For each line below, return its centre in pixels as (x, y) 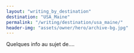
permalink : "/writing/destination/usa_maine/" (65, 22)
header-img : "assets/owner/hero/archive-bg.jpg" (67, 28)
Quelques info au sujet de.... (41, 44)
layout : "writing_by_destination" (49, 11)
